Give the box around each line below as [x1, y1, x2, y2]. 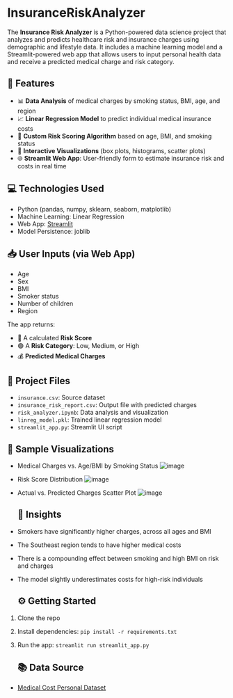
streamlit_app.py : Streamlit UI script [17, 423, 123, 431]
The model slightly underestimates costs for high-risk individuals [17, 575, 203, 583]
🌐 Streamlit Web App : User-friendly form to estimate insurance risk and [17, 154, 225, 162]
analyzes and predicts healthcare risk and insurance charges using [7, 35, 200, 43]
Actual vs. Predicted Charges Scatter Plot [17, 489, 137, 497]
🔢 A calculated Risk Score [17, 334, 93, 342]
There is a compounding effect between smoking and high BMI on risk [17, 554, 219, 562]
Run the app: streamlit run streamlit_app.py [17, 640, 150, 649]
